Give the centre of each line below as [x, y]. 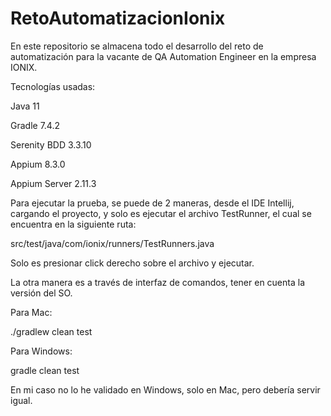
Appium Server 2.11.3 [53, 183]
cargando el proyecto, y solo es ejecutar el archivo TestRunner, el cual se [161, 213]
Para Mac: [31, 312]
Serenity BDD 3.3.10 [51, 144]
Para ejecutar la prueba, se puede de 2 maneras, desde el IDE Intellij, [152, 203]
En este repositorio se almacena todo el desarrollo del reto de [137, 46]
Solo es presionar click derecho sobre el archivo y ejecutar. [132, 263]
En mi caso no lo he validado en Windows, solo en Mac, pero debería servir [165, 389]
